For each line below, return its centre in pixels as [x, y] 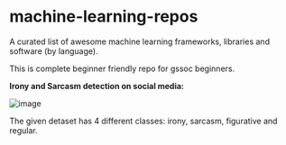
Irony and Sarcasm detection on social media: [97, 86]
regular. [23, 130]
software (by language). [54, 50]
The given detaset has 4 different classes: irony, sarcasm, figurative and [143, 121]
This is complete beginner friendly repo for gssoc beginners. [122, 68]
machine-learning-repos [104, 17]
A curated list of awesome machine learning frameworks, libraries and [140, 41]
